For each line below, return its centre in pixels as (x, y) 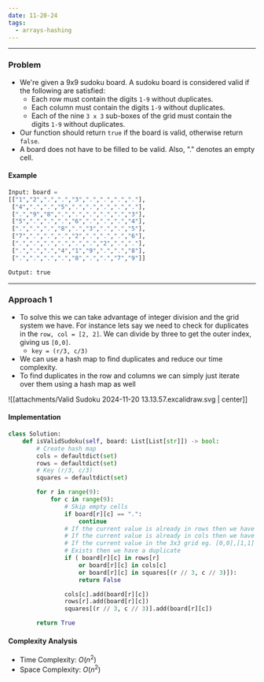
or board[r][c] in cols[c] (123, 565)
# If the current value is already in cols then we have (159, 536)
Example (23, 176)
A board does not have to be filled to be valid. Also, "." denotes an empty (137, 149)
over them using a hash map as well (77, 384)
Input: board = (33, 192)
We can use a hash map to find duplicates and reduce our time (121, 358)
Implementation (35, 417)
